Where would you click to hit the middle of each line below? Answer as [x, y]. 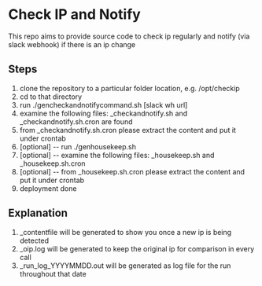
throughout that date [53, 273]
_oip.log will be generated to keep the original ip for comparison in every [137, 248]
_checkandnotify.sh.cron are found [76, 121]
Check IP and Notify [75, 15]
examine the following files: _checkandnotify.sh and [103, 113]
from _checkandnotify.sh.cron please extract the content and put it [127, 130]
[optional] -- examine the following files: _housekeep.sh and [117, 155]
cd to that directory [51, 97]
